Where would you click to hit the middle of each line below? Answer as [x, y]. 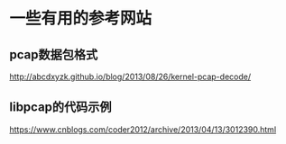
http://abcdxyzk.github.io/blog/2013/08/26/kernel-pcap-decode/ [130, 76]
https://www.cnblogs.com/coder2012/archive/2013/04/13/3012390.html [143, 129]
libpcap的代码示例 [60, 108]
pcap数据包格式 [54, 54]
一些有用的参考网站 [81, 18]
